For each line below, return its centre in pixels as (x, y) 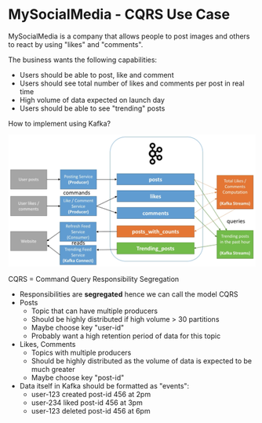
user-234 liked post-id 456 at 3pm (87, 403)
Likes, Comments (47, 345)
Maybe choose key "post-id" (78, 377)
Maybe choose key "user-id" (78, 328)
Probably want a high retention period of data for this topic (126, 336)
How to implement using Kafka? (60, 123)
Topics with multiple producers (81, 353)
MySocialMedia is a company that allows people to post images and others (129, 36)
